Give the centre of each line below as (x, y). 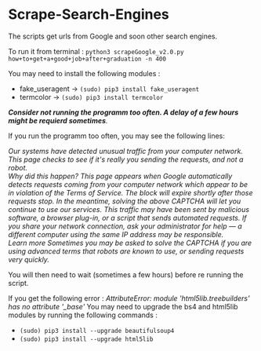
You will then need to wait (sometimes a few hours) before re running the (126, 274)
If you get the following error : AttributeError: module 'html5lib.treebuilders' (129, 298)
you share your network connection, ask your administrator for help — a (125, 226)
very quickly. (29, 259)
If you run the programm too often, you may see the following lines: (117, 136)
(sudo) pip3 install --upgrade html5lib (86, 339)
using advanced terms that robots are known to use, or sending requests (126, 251)
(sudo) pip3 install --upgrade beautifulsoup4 (97, 331)
